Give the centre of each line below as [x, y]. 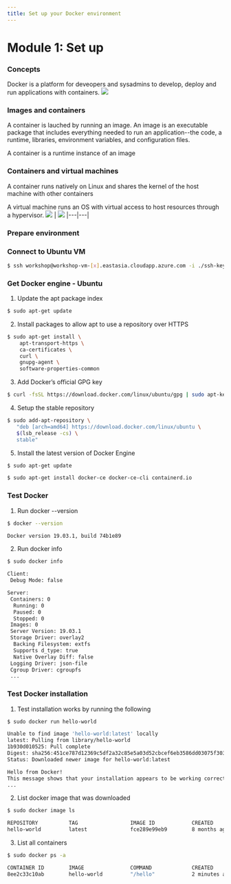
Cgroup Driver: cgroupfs [45, 670]
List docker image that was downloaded [74, 798]
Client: [18, 574]
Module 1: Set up [56, 47]
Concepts [24, 69]
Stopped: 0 [29, 619]
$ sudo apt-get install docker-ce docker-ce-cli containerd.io [100, 478]
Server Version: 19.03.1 [45, 632]
